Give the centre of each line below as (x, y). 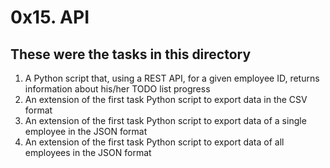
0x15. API (50, 17)
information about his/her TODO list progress (117, 89)
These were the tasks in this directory (131, 54)
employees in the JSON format (88, 152)
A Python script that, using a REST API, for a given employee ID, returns (172, 78)
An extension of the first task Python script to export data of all (154, 142)
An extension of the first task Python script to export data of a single (165, 120)
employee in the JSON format (86, 131)
